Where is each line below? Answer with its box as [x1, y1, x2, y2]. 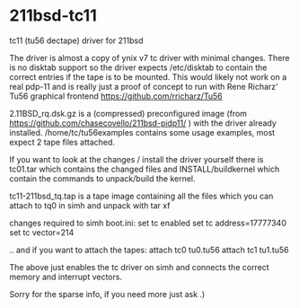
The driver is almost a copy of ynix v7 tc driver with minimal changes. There [9, 52, 290, 63]
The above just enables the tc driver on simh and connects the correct [9, 261, 269, 272]
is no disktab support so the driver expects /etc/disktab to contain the [9, 62, 268, 73]
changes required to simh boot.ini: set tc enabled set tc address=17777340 [9, 217, 287, 228]
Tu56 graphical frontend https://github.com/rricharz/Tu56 [9, 91, 223, 101]
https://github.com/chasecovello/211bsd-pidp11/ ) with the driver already [9, 118, 277, 128]
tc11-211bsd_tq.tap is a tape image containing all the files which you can [9, 190, 274, 201]
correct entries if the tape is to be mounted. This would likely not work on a [9, 71, 287, 82]
